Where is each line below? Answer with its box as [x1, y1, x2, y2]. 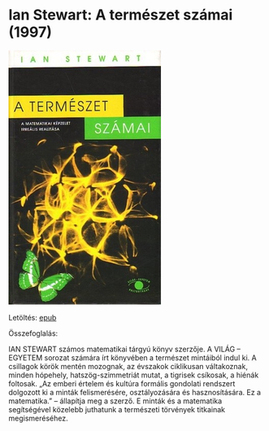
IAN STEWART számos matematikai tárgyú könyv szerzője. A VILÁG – [8, 344, 241, 354]
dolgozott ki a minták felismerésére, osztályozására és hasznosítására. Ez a [8, 387, 262, 397]
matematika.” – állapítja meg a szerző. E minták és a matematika [8, 396, 223, 406]
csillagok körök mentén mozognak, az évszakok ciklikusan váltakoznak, [8, 361, 248, 371]
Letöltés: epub [8, 312, 57, 322]
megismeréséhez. [8, 413, 68, 423]
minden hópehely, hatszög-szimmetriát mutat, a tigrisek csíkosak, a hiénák [8, 370, 259, 380]
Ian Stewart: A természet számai [8, 6, 233, 24]
